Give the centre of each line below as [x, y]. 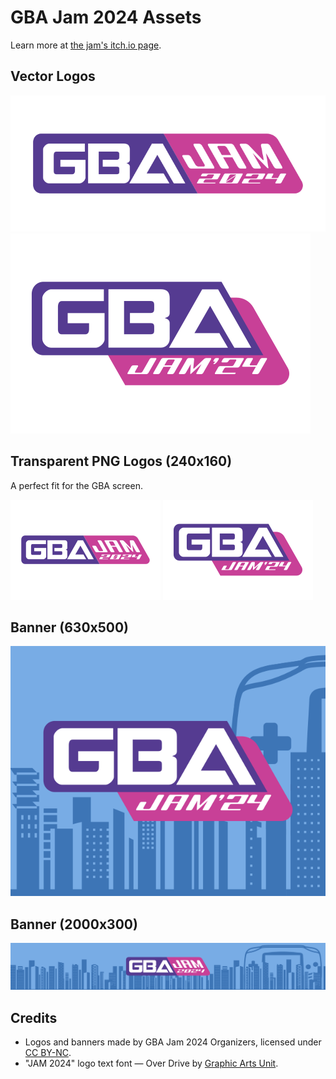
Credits [34, 1017]
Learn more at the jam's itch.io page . [86, 45]
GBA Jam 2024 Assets [106, 17]
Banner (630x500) [70, 627]
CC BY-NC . [48, 1053]
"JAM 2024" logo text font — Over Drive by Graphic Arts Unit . [151, 1063]
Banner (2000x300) [74, 924]
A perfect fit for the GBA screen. [76, 485]
